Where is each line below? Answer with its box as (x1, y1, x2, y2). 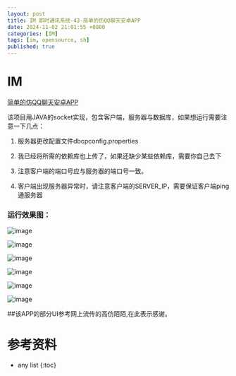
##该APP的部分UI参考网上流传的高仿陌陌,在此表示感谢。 (7, 310, 171, 318)
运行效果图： (7, 210, 51, 220)
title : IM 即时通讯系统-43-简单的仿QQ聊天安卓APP (7, 17, 141, 24)
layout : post (7, 10, 46, 18)
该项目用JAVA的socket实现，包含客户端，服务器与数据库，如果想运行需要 (7, 112, 221, 121)
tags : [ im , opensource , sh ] (7, 37, 90, 44)
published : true (7, 43, 55, 50)
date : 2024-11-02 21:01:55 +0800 (7, 23, 106, 30)
